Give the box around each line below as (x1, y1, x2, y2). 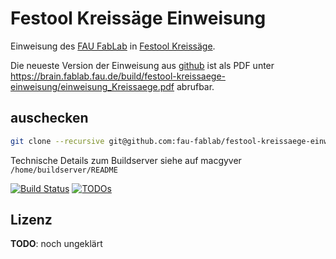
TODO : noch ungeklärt (10, 238, 103, 250)
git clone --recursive (10, 136, 105, 146)
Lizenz (10, 212, 53, 229)
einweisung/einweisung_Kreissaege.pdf (10, 80, 175, 92)
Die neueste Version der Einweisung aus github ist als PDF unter (10, 59, 275, 71)
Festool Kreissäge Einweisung (10, 7, 267, 30)
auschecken (10, 110, 89, 127)
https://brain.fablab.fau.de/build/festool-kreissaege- (10, 70, 226, 82)
